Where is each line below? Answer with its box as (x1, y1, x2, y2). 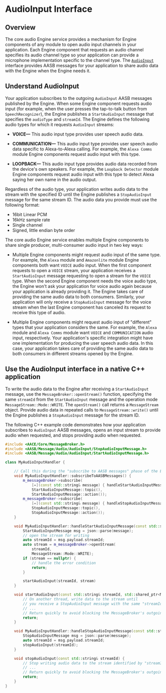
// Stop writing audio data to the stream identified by (23, 660, 142, 666)
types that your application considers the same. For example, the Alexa (12, 324, 157, 330)
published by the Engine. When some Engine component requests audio (5, 100, 152, 106)
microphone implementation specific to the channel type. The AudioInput (5, 57, 154, 63)
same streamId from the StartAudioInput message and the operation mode (5, 396, 158, 402)
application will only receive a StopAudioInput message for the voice (12, 299, 152, 305)
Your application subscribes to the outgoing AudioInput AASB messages (5, 95, 152, 101)
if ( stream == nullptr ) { (23, 555, 77, 561)
